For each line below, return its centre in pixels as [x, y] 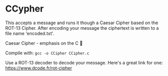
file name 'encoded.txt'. [30, 33]
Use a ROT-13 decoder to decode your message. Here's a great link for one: [84, 62]
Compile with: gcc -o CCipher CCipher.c [47, 53]
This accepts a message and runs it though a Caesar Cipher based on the [82, 23]
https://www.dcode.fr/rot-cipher [39, 68]
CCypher [24, 9]
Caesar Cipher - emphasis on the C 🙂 [44, 43]
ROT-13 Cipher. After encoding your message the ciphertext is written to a [82, 28]
